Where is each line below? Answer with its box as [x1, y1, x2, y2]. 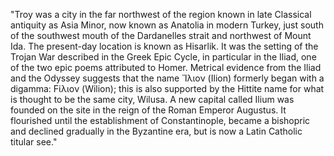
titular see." [10, 136, 58, 148]
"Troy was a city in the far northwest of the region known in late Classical [10, 9, 312, 20]
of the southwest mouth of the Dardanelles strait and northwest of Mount [10, 30, 312, 41]
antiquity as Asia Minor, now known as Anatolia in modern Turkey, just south [10, 19, 324, 31]
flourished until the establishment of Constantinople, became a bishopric [10, 115, 311, 126]
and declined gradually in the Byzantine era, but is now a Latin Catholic [10, 125, 303, 137]
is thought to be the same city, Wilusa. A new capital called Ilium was [10, 94, 295, 105]
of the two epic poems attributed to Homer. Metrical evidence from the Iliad [10, 62, 322, 73]
